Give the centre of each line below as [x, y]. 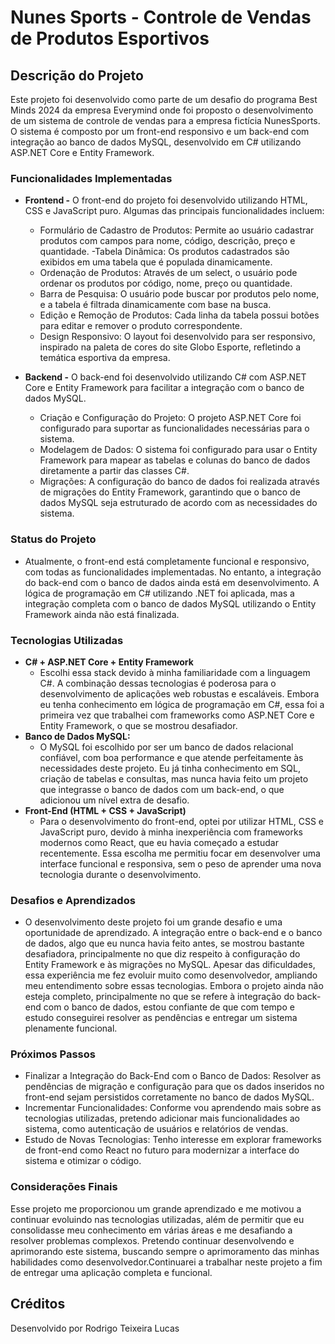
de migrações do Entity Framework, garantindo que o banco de [170, 492]
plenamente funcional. [71, 1028]
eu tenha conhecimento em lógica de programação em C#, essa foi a [182, 704]
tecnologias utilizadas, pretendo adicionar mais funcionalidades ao [162, 1118]
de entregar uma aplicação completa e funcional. [111, 1272]
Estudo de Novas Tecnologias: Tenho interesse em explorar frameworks [173, 1140]
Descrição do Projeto [77, 75]
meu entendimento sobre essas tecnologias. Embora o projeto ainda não [174, 986]
